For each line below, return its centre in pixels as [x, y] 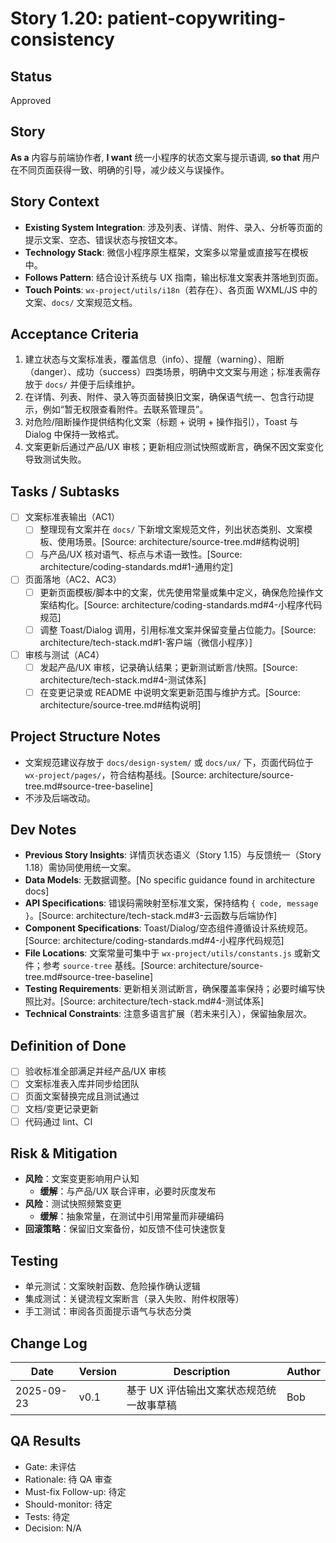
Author [303, 1371]
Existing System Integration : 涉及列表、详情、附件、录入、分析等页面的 [173, 227]
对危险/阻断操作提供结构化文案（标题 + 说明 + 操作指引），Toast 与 [161, 422]
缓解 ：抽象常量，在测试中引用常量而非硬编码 [132, 1216]
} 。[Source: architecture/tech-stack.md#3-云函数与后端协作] [151, 916]
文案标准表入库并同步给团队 [82, 1084]
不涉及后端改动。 [60, 798]
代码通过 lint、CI [58, 1121]
